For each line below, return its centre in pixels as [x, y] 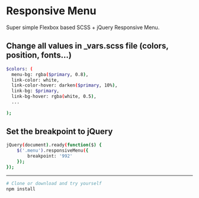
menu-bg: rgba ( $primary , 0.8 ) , [50, 74]
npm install [21, 189]
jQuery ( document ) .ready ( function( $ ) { [54, 145]
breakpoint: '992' [50, 156]
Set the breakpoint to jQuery [60, 132]
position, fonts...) [39, 55]
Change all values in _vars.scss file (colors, [87, 46]
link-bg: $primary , [36, 91]
